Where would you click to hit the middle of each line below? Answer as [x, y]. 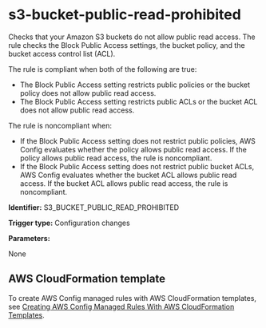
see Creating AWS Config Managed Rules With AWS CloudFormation [121, 306]
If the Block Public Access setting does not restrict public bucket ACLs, [137, 166]
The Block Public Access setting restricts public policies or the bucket [135, 85]
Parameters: [29, 238]
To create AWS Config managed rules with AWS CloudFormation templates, [133, 298]
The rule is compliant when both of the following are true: [103, 69]
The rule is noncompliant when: [60, 125]
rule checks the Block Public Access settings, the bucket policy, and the [127, 45]
